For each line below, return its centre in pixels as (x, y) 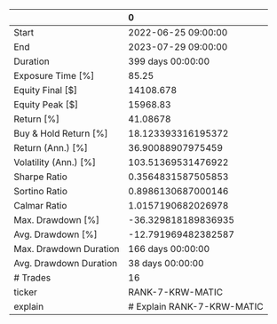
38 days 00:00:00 (166, 263)
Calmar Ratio (40, 205)
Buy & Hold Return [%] (61, 134)
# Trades (32, 277)
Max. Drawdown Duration (67, 249)
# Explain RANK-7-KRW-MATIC (196, 307)
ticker (26, 292)
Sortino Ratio (41, 191)
